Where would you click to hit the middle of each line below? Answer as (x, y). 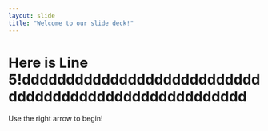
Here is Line (48, 63)
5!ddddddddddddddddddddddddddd (134, 79)
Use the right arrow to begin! (56, 119)
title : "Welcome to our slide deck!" (71, 23)
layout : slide (32, 16)
